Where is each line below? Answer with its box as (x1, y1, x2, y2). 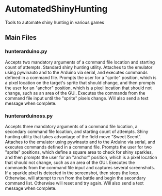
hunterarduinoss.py (5, 113, 53, 119)
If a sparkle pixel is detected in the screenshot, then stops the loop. (5, 170, 140, 176)
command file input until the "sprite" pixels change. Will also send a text (5, 95, 149, 101)
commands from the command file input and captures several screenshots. (5, 164, 155, 170)
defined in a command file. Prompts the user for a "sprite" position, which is (5, 74, 157, 81)
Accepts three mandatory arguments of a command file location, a (5, 123, 138, 129)
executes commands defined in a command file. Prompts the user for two (5, 144, 152, 150)
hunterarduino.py (5, 48, 48, 55)
